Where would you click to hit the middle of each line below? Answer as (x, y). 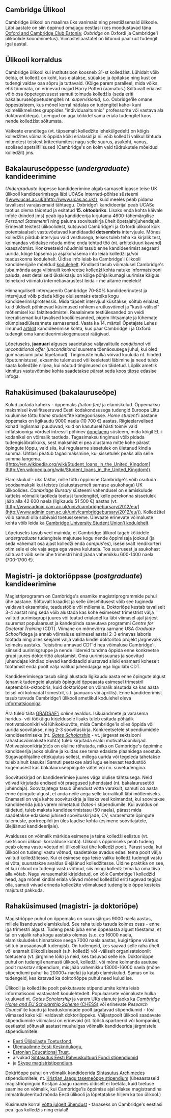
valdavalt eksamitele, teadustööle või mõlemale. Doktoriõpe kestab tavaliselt (85, 607)
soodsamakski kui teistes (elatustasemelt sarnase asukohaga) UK (74, 485)
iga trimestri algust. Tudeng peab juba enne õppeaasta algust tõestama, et (83, 929)
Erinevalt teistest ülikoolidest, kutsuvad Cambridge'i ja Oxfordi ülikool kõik (83, 227)
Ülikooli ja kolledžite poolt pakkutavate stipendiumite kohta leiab (73, 988)
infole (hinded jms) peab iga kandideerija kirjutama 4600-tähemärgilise (80, 216)
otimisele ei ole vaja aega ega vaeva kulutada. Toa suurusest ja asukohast (83, 549)
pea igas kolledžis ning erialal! (37, 1109)
